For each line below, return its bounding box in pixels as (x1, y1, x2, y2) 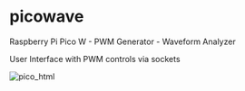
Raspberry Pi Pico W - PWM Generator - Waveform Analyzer (9, 36, 236, 47)
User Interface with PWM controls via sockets (9, 53, 181, 64)
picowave (9, 6, 84, 27)
